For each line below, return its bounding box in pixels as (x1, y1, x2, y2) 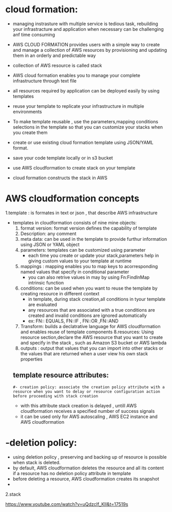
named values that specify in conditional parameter (20, 269, 129, 275)
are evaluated (28, 301, 58, 308)
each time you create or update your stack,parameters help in (28, 252, 159, 258)
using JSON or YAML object (20, 241, 80, 248)
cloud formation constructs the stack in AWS (12, 175, 108, 181)
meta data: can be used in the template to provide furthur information (20, 236, 167, 242)
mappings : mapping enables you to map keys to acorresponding (20, 263, 158, 269)
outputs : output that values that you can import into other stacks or (20, 345, 164, 351)
